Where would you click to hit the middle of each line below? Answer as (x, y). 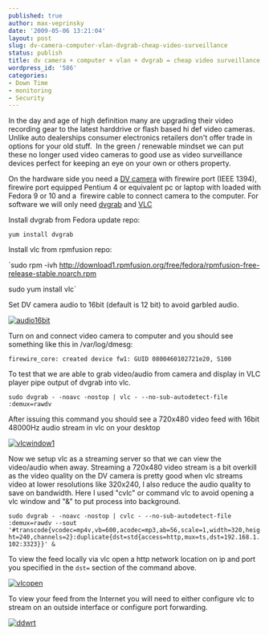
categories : (28, 75)
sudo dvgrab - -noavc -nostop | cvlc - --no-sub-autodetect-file (120, 516)
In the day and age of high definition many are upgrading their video (121, 120)
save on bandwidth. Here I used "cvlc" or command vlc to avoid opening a (131, 493)
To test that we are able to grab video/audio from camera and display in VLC (134, 374)
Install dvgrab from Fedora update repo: (74, 220)
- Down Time (28, 83)
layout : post (30, 38)
